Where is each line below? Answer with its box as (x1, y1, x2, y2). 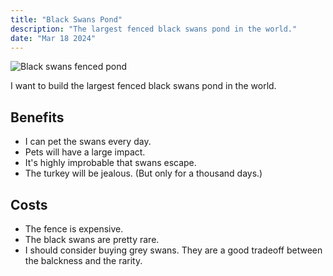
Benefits (10, 109, 65, 126)
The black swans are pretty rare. (24, 234, 160, 245)
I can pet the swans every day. (24, 136, 152, 148)
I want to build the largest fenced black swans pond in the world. (10, 80, 277, 92)
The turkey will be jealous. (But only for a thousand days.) (24, 167, 263, 180)
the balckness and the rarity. (24, 255, 143, 266)
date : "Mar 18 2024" (10, 33, 97, 43)
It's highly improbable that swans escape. (24, 157, 197, 169)
